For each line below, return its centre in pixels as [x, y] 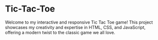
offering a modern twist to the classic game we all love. [60, 32]
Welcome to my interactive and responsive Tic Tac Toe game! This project [79, 22]
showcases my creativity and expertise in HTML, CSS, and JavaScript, [75, 27]
